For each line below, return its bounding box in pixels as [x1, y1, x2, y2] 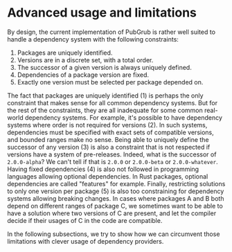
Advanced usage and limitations [7, 5, 197, 21]
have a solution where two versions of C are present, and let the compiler [7, 209, 217, 217]
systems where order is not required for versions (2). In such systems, [7, 120, 208, 129]
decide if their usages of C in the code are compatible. [7, 216, 163, 224]
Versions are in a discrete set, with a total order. [17, 55, 154, 64]
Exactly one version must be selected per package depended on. [17, 78, 204, 86]
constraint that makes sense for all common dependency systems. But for [7, 98, 218, 107]
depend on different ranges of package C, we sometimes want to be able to [7, 201, 223, 210]
